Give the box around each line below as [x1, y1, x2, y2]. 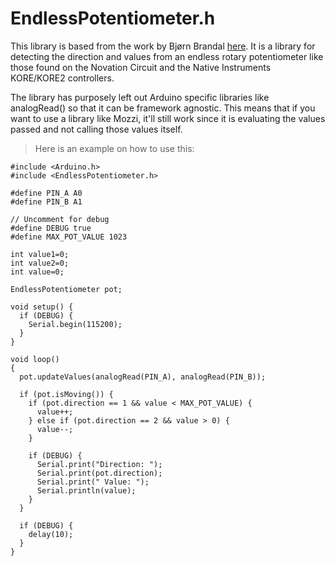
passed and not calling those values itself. [10, 123, 183, 135]
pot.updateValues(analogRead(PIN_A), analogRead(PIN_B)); [19, 372, 267, 382]
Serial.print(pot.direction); [36, 468, 163, 478]
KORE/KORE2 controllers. [10, 72, 115, 84]
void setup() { [10, 302, 74, 312]
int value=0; [10, 267, 65, 277]
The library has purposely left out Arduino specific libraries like [10, 91, 270, 103]
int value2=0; [10, 258, 70, 268]
